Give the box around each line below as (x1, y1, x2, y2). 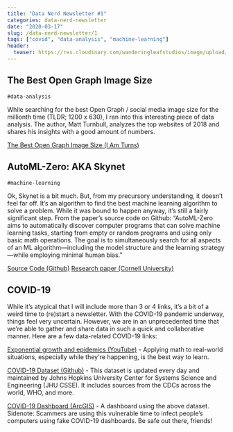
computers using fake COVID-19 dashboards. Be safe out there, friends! (7, 417, 213, 425)
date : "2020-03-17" (7, 23, 64, 30)
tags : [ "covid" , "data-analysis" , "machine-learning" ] (7, 36, 169, 43)
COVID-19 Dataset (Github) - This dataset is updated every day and (7, 366, 200, 375)
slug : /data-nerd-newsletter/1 (7, 29, 98, 37)
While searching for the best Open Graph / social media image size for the (7, 105, 219, 113)
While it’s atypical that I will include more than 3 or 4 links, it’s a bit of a (7, 303, 209, 311)
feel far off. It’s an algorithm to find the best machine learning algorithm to (7, 199, 218, 207)
